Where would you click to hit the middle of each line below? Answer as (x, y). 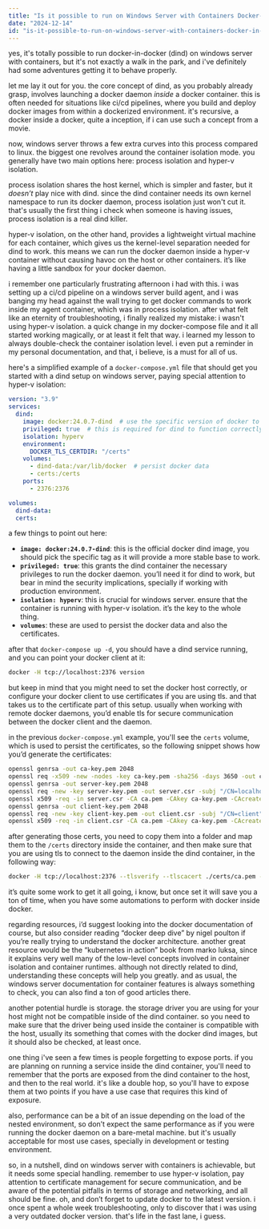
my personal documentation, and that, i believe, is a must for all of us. (123, 352)
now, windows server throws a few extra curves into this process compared (133, 144)
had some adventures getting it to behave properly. (93, 70)
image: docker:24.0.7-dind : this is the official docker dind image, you (134, 548)
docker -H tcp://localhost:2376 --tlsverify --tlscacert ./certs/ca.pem (132, 877)
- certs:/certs (55, 474)
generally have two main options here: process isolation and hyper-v (121, 161)
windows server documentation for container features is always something (132, 984)
